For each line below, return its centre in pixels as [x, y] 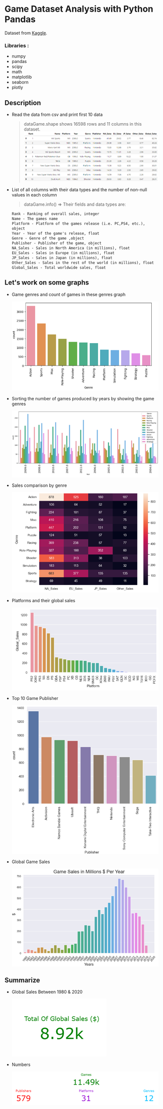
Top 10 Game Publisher [35, 698]
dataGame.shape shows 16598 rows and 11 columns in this [83, 124]
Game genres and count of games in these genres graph [69, 294]
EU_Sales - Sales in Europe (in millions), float [63, 253]
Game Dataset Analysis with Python [79, 9]
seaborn [20, 82]
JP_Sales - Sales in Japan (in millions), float [62, 258]
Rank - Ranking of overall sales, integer [55, 214]
